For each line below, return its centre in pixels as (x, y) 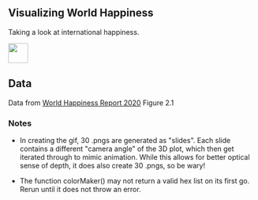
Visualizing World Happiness (81, 13)
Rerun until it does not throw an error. (80, 189)
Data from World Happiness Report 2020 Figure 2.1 (91, 103)
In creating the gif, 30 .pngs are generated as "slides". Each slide (125, 140)
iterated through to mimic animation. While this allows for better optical (135, 157)
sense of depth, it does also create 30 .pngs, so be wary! (112, 165)
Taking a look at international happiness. (74, 32)
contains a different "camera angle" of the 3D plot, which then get (127, 149)
